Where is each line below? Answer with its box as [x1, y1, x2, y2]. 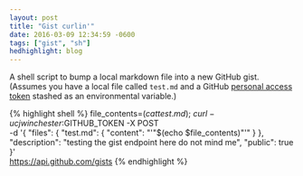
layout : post [9, 13, 59, 23]
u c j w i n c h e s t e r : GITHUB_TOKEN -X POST [9, 118, 159, 129]
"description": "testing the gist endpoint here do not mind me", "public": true [9, 137, 294, 148]
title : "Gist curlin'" [9, 22, 95, 31]
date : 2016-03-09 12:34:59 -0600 [9, 30, 136, 39]
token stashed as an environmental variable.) [9, 91, 177, 102]
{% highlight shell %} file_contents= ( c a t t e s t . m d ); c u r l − [9, 108, 215, 119]
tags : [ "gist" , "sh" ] [9, 38, 91, 48]
